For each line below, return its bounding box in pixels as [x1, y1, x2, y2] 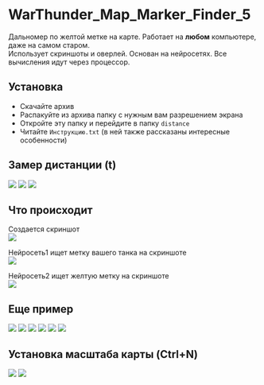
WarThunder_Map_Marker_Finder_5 [8, 6, 251, 24]
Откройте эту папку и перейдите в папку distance [19, 118, 190, 128]
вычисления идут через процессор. [8, 57, 130, 67]
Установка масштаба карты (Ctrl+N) [8, 348, 199, 361]
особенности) [19, 135, 68, 145]
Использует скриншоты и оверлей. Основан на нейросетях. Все [8, 49, 227, 58]
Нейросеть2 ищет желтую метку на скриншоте [8, 271, 169, 281]
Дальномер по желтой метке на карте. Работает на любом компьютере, [8, 32, 257, 41]
